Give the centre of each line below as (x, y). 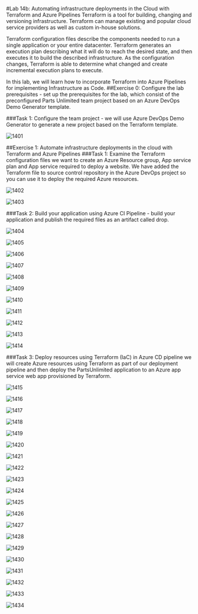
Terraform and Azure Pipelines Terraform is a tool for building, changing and (99, 15)
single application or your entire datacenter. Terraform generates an (89, 45)
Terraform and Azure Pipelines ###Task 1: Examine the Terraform (86, 154)
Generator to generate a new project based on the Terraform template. (92, 125)
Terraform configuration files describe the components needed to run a (93, 39)
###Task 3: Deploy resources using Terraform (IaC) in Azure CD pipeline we (99, 357)
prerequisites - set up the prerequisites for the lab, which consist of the (93, 94)
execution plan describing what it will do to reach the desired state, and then (99, 51)
